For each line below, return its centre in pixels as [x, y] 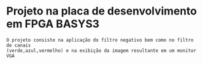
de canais [19, 45]
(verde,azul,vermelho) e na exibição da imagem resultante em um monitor [101, 50]
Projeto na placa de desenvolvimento [101, 11]
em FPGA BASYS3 [53, 24]
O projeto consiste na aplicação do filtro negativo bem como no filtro [100, 40]
